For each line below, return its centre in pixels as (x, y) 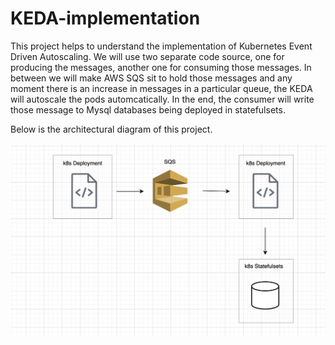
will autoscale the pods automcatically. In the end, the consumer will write (162, 99)
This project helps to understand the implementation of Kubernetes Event (161, 46)
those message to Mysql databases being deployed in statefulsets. (148, 109)
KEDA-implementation (105, 18)
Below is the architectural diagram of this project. (111, 129)
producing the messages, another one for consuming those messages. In (161, 67)
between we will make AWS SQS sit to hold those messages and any (151, 78)
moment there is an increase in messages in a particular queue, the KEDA (161, 88)
